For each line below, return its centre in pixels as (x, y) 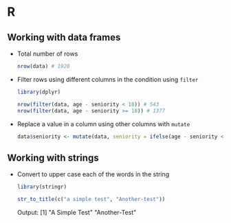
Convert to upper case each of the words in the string (93, 174)
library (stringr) (42, 187)
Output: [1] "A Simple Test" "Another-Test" (77, 212)
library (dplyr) (39, 92)
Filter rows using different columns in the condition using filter (108, 79)
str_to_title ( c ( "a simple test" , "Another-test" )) (91, 200)
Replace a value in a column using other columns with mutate (103, 124)
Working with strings (53, 157)
